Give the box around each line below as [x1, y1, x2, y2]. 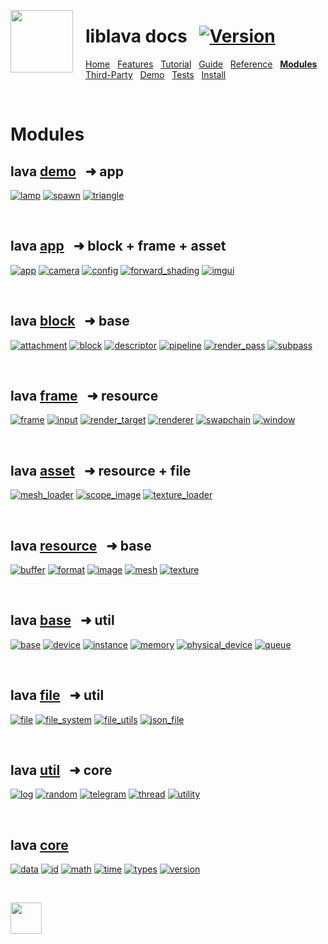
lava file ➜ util [10, 687, 105, 704]
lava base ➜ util [10, 612, 115, 629]
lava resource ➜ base [10, 537, 152, 554]
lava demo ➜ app [10, 163, 125, 180]
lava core [10, 836, 69, 854]
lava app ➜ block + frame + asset [10, 238, 227, 255]
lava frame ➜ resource [10, 387, 159, 404]
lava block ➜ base [10, 313, 130, 330]
